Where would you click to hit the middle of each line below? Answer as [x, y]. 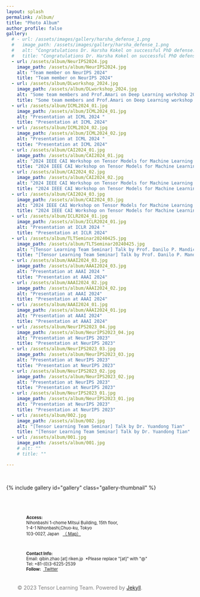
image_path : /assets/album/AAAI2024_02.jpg [72, 288]
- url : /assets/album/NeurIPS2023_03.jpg [64, 349]
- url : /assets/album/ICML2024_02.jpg [60, 128]
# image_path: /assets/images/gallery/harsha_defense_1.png [90, 45]
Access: [34, 517]
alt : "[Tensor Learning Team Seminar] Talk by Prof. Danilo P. [97, 249]
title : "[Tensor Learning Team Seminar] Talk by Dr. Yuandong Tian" [104, 432]
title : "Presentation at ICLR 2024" [62, 232]
